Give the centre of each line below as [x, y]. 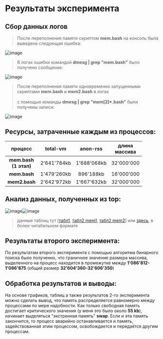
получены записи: [36, 107]
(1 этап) [22, 166]
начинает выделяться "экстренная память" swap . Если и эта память [77, 316]
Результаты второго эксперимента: [63, 241]
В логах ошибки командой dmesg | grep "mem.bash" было [78, 62]
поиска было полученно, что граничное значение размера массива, [77, 258]
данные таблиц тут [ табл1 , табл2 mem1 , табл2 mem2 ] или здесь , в [85, 220]
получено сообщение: [40, 67]
